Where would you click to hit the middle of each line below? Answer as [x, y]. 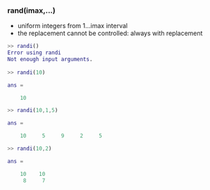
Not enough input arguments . [50, 59]
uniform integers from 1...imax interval [73, 26]
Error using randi [34, 53]
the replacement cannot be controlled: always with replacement [110, 33]
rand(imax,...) [31, 11]
